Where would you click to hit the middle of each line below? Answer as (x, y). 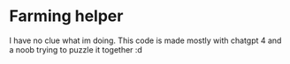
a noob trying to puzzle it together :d (76, 49)
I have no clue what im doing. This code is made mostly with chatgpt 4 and (145, 40)
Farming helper (66, 16)
